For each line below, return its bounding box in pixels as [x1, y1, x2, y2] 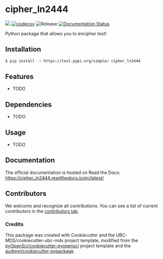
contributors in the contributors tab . [5, 208, 79, 214]
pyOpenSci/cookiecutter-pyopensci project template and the [5, 242, 131, 248]
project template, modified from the [64, 237, 138, 243]
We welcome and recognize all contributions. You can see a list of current [5, 203, 158, 209]
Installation [5, 45, 41, 54]
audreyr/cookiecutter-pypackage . [5, 248, 75, 254]
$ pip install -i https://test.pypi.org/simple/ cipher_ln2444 [5, 58, 141, 63]
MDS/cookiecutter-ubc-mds [5, 237, 64, 243]
